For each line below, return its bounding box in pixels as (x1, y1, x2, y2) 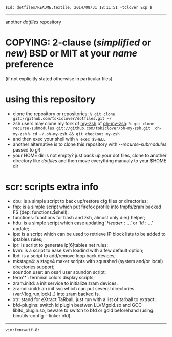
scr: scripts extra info (5, 181, 99, 193)
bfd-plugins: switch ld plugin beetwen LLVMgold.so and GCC (12, 302, 142, 308)
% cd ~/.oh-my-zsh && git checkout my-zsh (28, 131, 120, 136)
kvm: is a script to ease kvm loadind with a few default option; (12, 247, 144, 253)
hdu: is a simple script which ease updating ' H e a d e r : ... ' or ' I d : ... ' (12, 220, 154, 226)
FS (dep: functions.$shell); (12, 209, 69, 215)
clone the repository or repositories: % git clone (12, 110, 115, 117)
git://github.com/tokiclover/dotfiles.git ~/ (12, 116, 112, 121)
